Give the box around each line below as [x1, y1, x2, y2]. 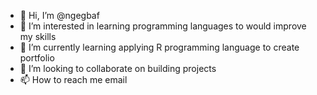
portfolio [19, 52, 55, 64]
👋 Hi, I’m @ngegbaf [19, 10, 100, 21]
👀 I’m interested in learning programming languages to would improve [19, 20, 307, 32]
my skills [19, 31, 57, 42]
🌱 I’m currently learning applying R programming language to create [19, 41, 300, 53]
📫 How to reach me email [19, 74, 128, 85]
